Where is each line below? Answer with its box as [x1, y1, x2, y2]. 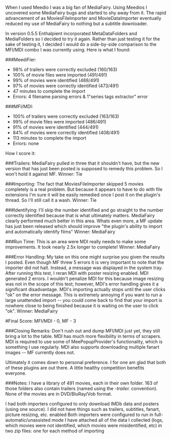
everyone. [5, 370, 27, 376]
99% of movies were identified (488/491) [12, 78, 100, 83]
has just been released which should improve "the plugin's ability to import [5, 223, 162, 229]
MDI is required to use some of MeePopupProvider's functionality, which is [5, 339, 163, 345]
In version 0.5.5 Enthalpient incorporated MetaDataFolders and [5, 31, 137, 36]
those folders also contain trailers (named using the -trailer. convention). [5, 385, 158, 392]
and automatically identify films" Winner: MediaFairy [5, 229, 116, 235]
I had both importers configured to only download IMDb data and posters [5, 401, 159, 407]
